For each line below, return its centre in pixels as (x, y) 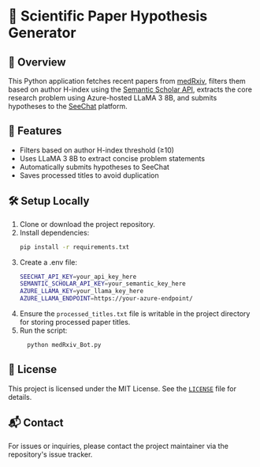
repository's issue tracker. (50, 454)
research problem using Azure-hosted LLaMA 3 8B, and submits (113, 98)
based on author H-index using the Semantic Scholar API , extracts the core (130, 89)
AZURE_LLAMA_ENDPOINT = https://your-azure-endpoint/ (106, 299)
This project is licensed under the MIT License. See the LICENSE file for (122, 388)
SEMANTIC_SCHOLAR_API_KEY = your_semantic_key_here (103, 284)
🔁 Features (35, 131)
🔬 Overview (37, 62)
